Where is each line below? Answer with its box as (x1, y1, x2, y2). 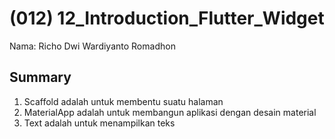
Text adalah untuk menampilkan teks (23, 117, 176, 129)
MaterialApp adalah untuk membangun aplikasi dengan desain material (23, 106, 317, 118)
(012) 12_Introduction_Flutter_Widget (9, 7, 325, 30)
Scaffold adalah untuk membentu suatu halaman (23, 95, 224, 107)
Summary (9, 69, 72, 86)
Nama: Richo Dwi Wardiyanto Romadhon (9, 40, 176, 52)
